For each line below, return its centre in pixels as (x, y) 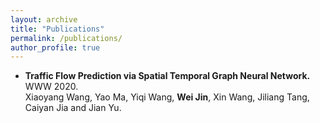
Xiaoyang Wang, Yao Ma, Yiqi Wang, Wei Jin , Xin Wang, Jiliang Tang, (167, 97)
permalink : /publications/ (66, 38)
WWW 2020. (51, 87)
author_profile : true (55, 47)
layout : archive (44, 19)
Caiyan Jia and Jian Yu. (73, 108)
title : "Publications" (57, 29)
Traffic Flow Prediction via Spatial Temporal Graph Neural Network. (167, 76)
